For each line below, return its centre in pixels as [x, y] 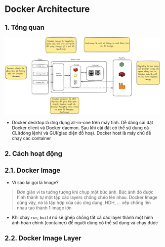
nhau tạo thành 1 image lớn [44, 208]
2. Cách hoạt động [34, 154]
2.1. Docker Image [32, 171]
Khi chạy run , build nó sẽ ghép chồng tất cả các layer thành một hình [82, 217]
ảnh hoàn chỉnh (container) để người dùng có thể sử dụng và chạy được [85, 222]
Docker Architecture [47, 9]
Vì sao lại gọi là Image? [35, 182]
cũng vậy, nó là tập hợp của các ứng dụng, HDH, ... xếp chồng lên [84, 202]
